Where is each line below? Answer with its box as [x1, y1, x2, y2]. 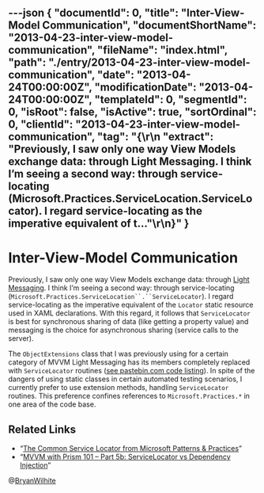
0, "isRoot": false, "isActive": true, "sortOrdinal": [8, 105, 257, 119]
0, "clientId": [8, 118, 74, 132]
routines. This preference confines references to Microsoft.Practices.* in [8, 392, 251, 401]
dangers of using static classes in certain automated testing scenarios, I [8, 374, 243, 384]
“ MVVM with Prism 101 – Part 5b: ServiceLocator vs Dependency [19, 452, 231, 462]
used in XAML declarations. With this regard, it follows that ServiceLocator [8, 308, 251, 318]
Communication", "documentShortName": [42, 19, 257, 32]
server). [8, 334, 34, 343]
